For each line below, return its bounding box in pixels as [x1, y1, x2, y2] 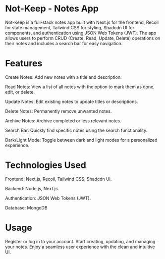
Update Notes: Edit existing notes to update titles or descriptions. [5, 99, 138, 104]
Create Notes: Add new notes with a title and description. [5, 74, 122, 80]
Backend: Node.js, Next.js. [5, 185, 59, 191]
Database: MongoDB [5, 205, 48, 210]
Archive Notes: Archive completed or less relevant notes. [5, 117, 121, 124]
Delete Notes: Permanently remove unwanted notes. [5, 108, 112, 114]
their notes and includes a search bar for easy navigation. [5, 40, 123, 46]
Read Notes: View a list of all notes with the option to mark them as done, [5, 84, 155, 90]
